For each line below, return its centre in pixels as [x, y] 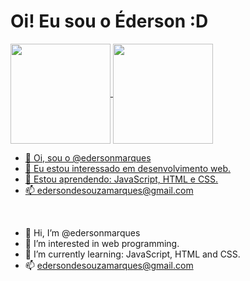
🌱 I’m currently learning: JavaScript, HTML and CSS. [132, 254]
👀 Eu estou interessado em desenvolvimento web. [128, 168]
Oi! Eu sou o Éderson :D [109, 21]
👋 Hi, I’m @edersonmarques [82, 232]
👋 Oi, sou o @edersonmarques [88, 157]
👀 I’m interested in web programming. [102, 243]
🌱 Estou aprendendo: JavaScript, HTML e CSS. [121, 179]
